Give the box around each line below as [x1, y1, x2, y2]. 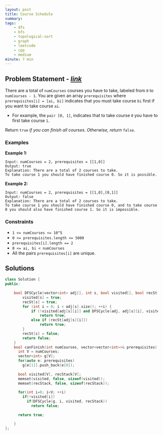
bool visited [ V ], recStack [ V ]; [17, 372, 81, 377]
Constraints [5, 218, 34, 225]
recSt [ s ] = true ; [22, 300, 57, 304]
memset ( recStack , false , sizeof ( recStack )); [17, 381, 110, 386]
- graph [14, 39, 29, 44]
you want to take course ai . [5, 103, 60, 109]
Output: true [5, 164, 32, 169]
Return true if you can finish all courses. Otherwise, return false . [5, 127, 135, 133]
